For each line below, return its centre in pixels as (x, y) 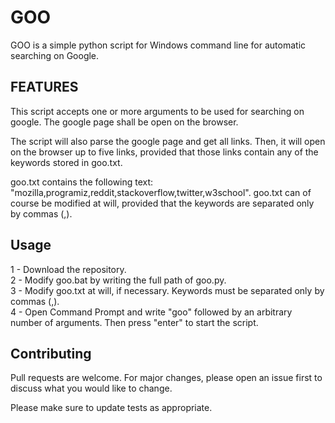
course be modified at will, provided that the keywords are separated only (162, 203)
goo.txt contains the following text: (82, 182)
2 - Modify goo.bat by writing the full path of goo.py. (118, 280)
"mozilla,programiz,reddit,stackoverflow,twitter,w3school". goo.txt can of (161, 192)
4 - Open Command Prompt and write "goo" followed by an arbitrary (151, 312)
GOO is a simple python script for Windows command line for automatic (158, 45)
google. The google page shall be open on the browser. (124, 122)
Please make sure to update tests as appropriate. (111, 408)
